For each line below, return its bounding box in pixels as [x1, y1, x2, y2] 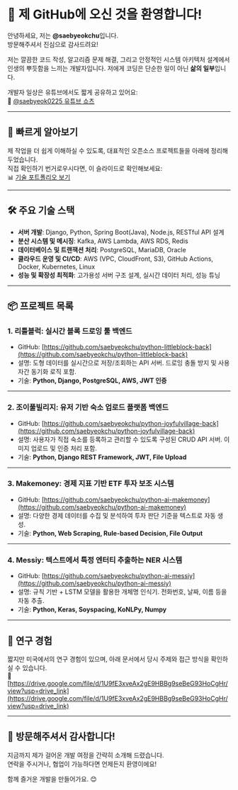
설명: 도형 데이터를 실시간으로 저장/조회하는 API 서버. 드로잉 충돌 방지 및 [17, 359, 217, 367]
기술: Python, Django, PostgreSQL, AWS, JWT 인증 [17, 376, 167, 385]
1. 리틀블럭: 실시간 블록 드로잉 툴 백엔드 [7, 326, 132, 336]
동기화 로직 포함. [30, 368, 76, 376]
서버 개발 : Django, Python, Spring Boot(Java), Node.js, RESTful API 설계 [17, 227, 225, 236]
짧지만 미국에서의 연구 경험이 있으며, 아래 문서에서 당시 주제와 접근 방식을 [7, 655, 210, 663]
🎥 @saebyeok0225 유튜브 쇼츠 [7, 96, 95, 105]
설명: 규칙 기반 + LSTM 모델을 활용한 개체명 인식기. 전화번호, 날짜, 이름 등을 [17, 587, 227, 596]
